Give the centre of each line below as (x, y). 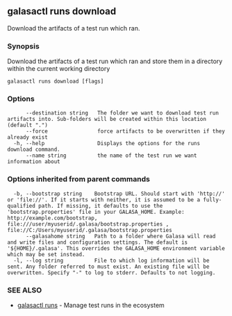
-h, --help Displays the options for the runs (107, 144)
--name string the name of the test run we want (111, 156)
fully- (213, 200)
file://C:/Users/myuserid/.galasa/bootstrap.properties (90, 230)
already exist (28, 138)
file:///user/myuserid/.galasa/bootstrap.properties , (88, 224)
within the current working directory (59, 69)
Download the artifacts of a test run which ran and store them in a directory (115, 61)
